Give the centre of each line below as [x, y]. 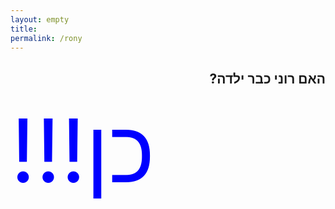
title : [24, 29]
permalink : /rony [46, 38]
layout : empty [40, 19]
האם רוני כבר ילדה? [267, 78]
